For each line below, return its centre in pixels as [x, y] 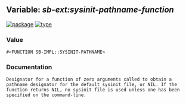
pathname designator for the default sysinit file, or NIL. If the [92, 85]
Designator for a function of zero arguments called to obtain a [89, 79]
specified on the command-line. [46, 95]
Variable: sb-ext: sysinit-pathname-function [90, 10]
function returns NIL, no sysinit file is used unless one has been [93, 90]
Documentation [29, 67]
